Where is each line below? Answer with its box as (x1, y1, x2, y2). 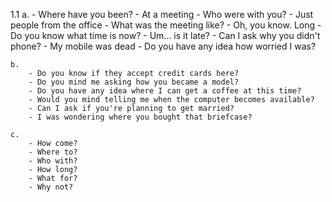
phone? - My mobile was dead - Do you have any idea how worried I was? (10, 40, 317, 52)
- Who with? (28, 156, 78, 166)
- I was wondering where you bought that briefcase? (28, 112, 253, 122)
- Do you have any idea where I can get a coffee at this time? (28, 86, 302, 96)
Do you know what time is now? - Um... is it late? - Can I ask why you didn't (10, 30, 321, 41)
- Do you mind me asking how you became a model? (28, 77, 240, 87)
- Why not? (28, 182, 74, 192)
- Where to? (28, 147, 78, 157)
